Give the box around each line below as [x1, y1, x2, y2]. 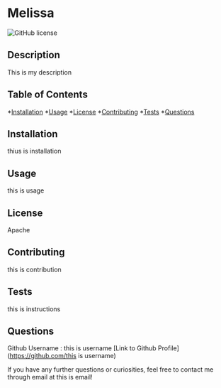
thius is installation [7, 147, 62, 156]
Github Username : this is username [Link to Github [7, 344, 157, 352]
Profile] [158, 344, 179, 352]
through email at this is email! [7, 373, 93, 382]
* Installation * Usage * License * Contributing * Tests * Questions [7, 107, 195, 116]
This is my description [7, 68, 72, 76]
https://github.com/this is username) [9, 352, 117, 360]
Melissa [7, 5, 55, 21]
